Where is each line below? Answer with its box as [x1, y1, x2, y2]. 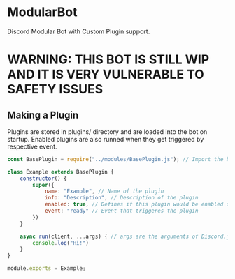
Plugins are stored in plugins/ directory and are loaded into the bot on [7, 127, 208, 136]
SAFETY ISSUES [7, 82, 104, 98]
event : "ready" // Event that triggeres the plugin [44, 207, 199, 215]
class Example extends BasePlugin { [7, 168, 114, 175]
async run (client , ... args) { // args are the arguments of [20, 233, 199, 240]
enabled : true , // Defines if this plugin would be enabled [44, 201, 224, 208]
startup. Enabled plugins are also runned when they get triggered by [7, 135, 204, 143]
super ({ [32, 181, 55, 188]
